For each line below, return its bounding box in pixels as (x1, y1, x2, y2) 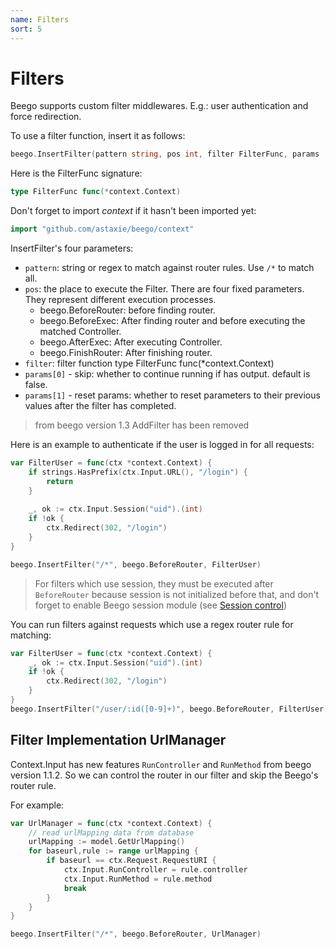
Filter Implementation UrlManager (10, 732, 227, 749)
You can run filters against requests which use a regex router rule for (10, 618, 294, 630)
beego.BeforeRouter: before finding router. (39, 304, 216, 316)
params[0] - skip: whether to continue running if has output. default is (24, 368, 311, 380)
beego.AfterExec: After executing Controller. (39, 336, 223, 348)
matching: (10, 629, 52, 641)
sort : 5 (10, 24, 43, 34)
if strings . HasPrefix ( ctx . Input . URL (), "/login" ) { (28, 467, 248, 477)
